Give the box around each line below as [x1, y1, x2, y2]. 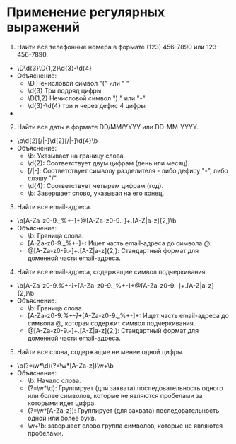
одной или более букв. [27, 414, 97, 422]
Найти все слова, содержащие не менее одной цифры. [16, 347, 184, 356]
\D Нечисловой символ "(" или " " [27, 78, 130, 87]
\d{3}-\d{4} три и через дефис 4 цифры [27, 101, 146, 110]
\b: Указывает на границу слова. [27, 151, 126, 160]
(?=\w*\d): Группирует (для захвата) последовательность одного [27, 383, 223, 392]
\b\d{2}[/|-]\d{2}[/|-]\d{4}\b [16, 136, 98, 145]
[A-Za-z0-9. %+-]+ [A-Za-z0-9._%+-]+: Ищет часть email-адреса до [27, 311, 229, 320]
